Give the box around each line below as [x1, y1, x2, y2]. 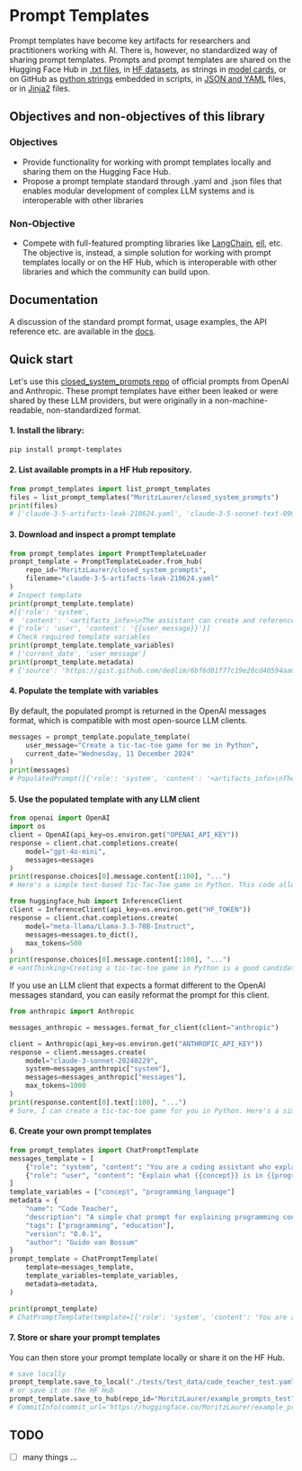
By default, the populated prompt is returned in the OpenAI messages [9, 705, 267, 716]
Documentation [9, 292, 99, 308]
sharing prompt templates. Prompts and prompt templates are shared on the [9, 54, 291, 65]
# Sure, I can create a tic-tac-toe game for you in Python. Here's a [9, 1106, 280, 1116]
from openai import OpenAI [9, 813, 111, 823]
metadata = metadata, [25, 1279, 99, 1288]
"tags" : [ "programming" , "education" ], [25, 1221, 175, 1230]
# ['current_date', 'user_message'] [9, 650, 147, 659]
